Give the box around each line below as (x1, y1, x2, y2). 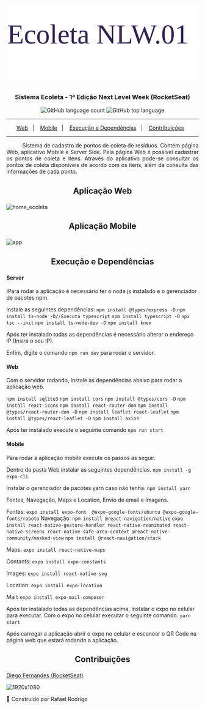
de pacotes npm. (6, 294, 49, 302)
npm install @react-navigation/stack (65, 535, 161, 541)
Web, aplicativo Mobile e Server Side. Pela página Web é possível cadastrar (6, 149, 199, 156)
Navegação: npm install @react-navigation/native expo (40, 514, 183, 522)
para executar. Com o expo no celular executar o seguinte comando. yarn (6, 611, 191, 619)
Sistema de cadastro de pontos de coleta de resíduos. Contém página (22, 142, 199, 149)
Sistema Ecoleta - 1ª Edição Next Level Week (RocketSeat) (15, 93, 190, 102)
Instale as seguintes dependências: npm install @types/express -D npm (6, 306, 186, 313)
